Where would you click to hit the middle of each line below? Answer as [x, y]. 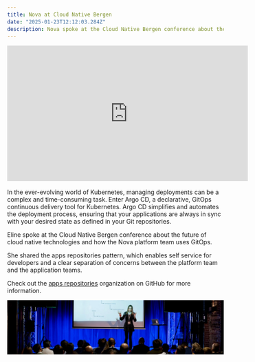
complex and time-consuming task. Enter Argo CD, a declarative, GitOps [109, 200]
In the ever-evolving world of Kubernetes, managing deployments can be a [113, 192]
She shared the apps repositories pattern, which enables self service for [109, 255]
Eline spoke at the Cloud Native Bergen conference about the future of [107, 235]
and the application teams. [45, 270]
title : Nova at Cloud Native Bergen [59, 14]
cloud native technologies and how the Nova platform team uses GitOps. [110, 242]
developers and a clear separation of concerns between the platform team [112, 263]
